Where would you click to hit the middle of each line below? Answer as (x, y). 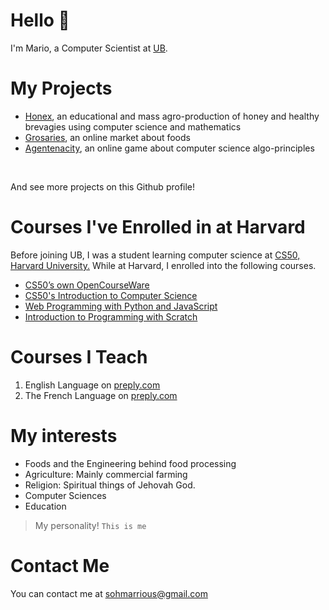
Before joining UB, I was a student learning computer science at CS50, (155, 255)
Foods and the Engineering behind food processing (130, 463)
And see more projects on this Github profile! (103, 186)
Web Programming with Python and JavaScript (121, 306)
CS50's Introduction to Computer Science (111, 295)
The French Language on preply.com (101, 395)
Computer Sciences (65, 495)
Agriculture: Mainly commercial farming (106, 474)
